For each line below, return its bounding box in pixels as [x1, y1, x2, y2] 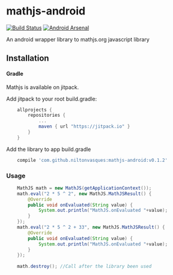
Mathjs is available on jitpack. [6, 83, 79, 91]
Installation [6, 53, 49, 64]
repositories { [28, 113, 66, 119]
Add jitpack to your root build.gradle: [6, 95, 97, 102]
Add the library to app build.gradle [6, 146, 91, 153]
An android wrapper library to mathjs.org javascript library [6, 36, 150, 43]
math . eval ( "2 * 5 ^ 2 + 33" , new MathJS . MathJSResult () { [17, 224, 165, 230]
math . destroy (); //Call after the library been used [17, 264, 152, 270]
